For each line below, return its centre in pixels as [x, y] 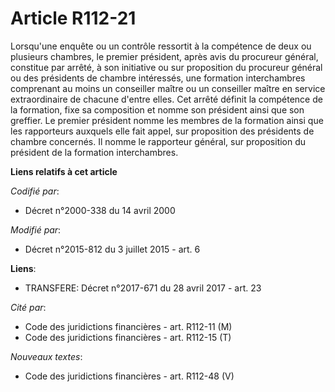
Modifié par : [36, 229]
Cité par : [28, 307]
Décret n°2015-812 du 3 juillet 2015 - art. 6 [112, 249]
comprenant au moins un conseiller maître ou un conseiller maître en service [168, 88]
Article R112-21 [73, 18]
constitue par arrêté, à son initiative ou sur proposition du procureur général [166, 67]
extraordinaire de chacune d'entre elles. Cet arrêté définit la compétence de [166, 99]
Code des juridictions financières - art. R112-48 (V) [129, 376]
